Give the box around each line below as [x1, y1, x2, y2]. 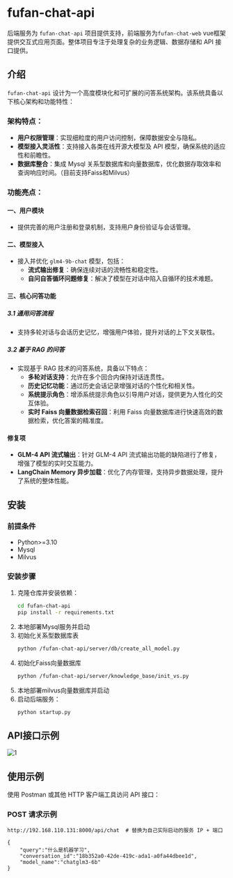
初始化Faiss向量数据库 [17, 658, 81, 667]
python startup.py [17, 709, 71, 716]
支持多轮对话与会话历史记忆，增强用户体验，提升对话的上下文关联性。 [17, 328, 219, 336]
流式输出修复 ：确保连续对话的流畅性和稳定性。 [27, 266, 162, 274]
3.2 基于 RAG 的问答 [7, 345, 65, 354]
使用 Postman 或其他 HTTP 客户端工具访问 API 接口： [7, 790, 161, 799]
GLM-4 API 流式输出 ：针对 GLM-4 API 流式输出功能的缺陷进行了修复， [17, 451, 221, 459]
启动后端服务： [17, 695, 61, 703]
